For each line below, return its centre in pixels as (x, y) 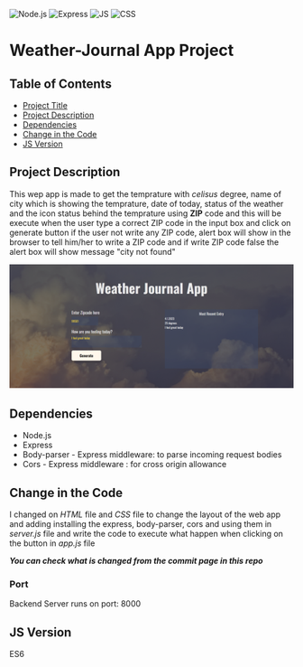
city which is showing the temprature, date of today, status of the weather (147, 203)
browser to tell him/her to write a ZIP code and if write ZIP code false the (144, 242)
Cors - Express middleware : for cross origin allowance (124, 465)
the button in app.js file (52, 543)
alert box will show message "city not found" (92, 251)
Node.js (37, 436)
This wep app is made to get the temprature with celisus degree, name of (146, 193)
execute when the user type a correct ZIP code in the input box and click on (150, 222)
